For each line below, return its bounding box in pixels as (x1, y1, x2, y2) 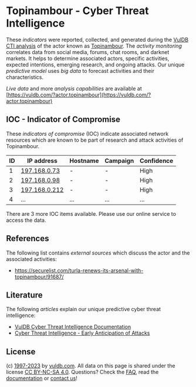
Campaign (104, 156, 134, 165)
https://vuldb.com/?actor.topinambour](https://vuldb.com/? (8, 91, 151, 98)
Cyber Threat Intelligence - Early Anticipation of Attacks (14, 329, 150, 336)
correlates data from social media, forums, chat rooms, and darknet (6, 48, 170, 55)
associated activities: (6, 255, 58, 262)
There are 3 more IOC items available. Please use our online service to (6, 210, 176, 217)
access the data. (6, 216, 46, 223)
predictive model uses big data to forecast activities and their (6, 67, 154, 74)
